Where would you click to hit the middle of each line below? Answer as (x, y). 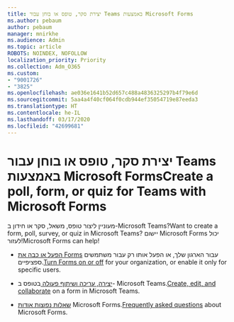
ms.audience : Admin (36, 40)
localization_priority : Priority (57, 60)
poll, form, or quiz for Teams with (107, 191)
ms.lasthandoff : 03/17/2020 (49, 119)
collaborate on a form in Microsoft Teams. (79, 291)
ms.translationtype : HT (43, 106)
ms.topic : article (34, 47)
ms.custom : (23, 73)
